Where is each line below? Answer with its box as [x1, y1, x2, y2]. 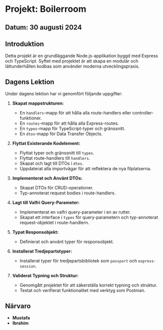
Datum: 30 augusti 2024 [5, 23, 82, 32]
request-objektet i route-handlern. [19, 220, 89, 225]
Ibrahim [12, 320, 29, 326]
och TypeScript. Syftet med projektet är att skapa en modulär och [5, 58, 138, 64]
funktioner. [19, 115, 42, 121]
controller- [132, 110, 154, 116]
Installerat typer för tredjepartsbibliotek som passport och [19, 258, 137, 264]
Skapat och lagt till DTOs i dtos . [19, 160, 84, 166]
